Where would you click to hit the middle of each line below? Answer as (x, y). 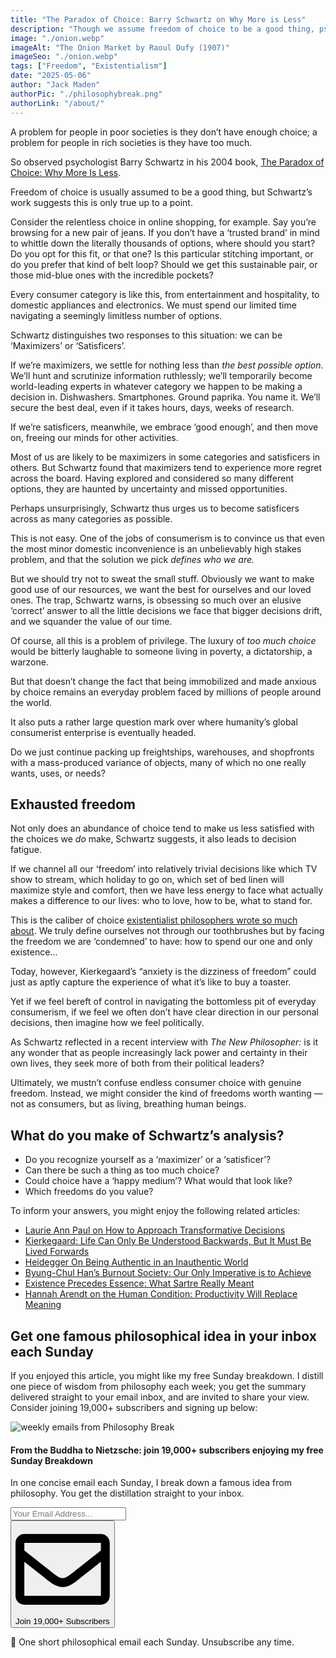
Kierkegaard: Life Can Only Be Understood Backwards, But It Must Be (168, 1241)
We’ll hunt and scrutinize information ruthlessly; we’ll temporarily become (161, 375)
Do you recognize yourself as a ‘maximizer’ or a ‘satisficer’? (148, 1160)
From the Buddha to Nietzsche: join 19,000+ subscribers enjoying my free (167, 1450)
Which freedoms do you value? (89, 1192)
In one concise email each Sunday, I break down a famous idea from (151, 1483)
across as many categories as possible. (91, 518)
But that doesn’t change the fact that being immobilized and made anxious (163, 681)
